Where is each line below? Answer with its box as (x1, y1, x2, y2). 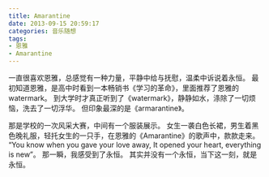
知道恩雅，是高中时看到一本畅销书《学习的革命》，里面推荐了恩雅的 (15, 83, 239, 93)
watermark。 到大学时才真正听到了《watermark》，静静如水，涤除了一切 (8, 93, 250, 102)
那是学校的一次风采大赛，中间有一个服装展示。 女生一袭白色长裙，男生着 (8, 121, 252, 130)
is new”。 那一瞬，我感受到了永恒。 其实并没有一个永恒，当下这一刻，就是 (8, 149, 258, 159)
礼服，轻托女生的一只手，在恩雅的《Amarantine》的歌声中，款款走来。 (22, 131, 260, 140)
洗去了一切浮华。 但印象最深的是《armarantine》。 (22, 103, 189, 113)
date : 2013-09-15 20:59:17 (8, 19, 100, 28)
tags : (8, 34, 27, 43)
